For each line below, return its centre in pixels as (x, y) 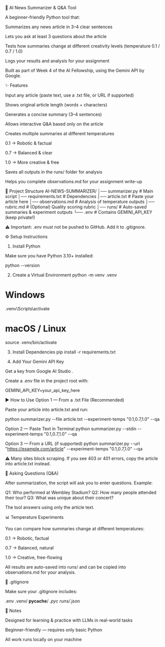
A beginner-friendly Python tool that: (43, 17)
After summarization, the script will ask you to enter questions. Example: (79, 483)
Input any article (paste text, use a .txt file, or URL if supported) (70, 95)
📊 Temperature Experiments (34, 517)
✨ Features (17, 85)
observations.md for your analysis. (40, 572)
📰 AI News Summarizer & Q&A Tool (41, 8)
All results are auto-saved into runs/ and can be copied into (66, 567)
